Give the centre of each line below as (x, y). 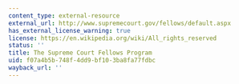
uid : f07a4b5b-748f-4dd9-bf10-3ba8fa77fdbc (82, 61)
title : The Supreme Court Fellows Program (80, 53)
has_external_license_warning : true (69, 30)
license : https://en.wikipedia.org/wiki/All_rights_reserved (113, 38)
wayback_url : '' (35, 68)
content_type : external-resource (64, 16)
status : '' (26, 46)
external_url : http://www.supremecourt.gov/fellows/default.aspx (119, 23)
